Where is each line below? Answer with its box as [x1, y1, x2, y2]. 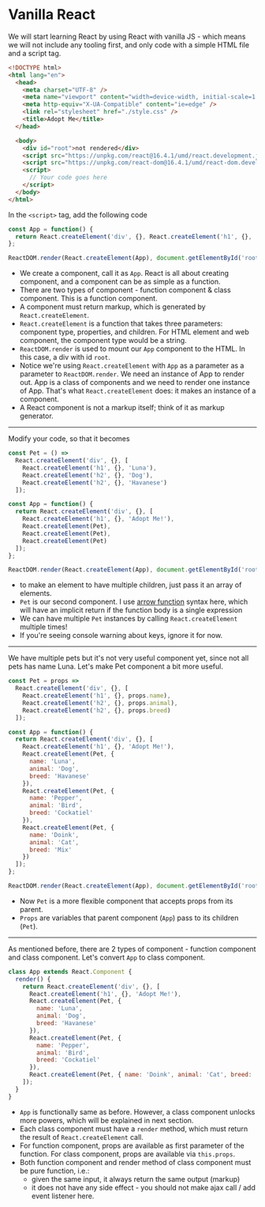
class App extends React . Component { [8, 967, 132, 975]
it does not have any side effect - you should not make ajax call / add [31, 1182, 256, 1192]
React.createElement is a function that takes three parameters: [19, 319, 223, 329]
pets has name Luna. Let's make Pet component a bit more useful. [8, 662, 223, 671]
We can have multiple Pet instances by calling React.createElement [19, 614, 238, 624]
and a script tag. [8, 48, 62, 58]
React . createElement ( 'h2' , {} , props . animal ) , [22, 699, 178, 707]
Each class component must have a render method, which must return [19, 1124, 248, 1133]
